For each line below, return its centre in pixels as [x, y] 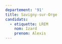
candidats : [17, 19]
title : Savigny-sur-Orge [31, 15]
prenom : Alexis [30, 33]
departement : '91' [24, 10]
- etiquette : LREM [29, 24]
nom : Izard [26, 29]
